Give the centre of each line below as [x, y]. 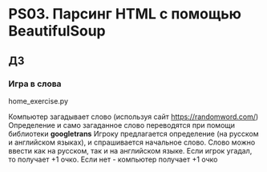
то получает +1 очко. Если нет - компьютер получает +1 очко [113, 159]
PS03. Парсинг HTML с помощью [125, 14]
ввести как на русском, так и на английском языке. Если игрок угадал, [130, 150]
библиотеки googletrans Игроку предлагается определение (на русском [133, 133]
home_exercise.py [38, 100]
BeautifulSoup [57, 31]
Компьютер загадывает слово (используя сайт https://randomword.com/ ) [133, 117]
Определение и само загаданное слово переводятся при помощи [121, 125]
